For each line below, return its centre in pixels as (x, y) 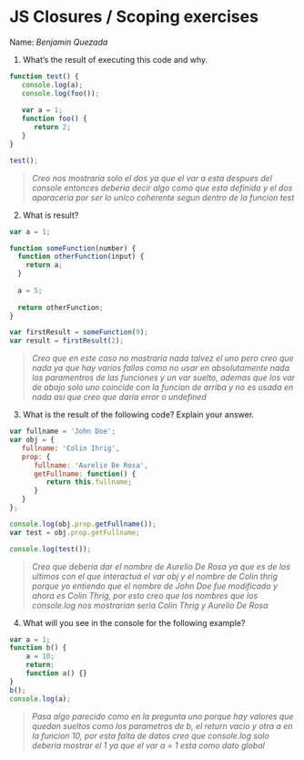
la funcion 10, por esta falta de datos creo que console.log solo (151, 735)
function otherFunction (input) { (81, 257)
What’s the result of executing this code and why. (115, 59)
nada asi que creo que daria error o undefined (119, 397)
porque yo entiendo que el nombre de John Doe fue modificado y (155, 586)
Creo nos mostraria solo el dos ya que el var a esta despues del (152, 178)
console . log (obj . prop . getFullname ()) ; (83, 524)
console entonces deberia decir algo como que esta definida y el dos (162, 188)
